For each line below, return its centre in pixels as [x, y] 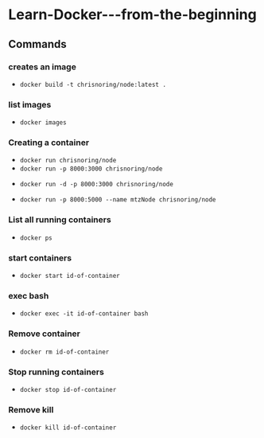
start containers [40, 258]
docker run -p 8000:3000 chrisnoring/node [91, 169]
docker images [43, 123]
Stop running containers [56, 372]
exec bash [29, 295]
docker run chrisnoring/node [68, 161]
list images [30, 104]
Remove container [45, 334]
